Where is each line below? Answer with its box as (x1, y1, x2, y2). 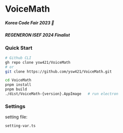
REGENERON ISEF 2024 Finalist (5, 32, 70, 38)
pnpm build (5, 87, 27, 92)
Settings (5, 103, 26, 110)
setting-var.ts (5, 123, 36, 129)
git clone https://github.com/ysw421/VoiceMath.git (5, 69, 112, 74)
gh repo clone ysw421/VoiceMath (5, 60, 70, 65)
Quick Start (5, 44, 33, 51)
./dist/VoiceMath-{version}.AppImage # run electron (5, 92, 119, 96)
